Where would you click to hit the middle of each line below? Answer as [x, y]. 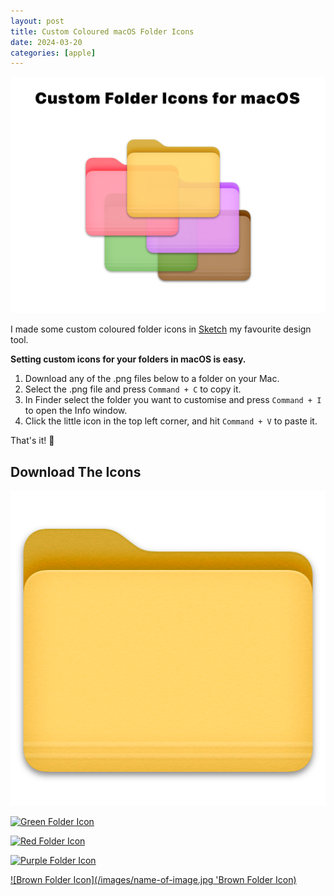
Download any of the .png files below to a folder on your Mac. [152, 379]
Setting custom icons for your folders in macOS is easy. [128, 359]
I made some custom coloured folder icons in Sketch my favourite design [161, 329]
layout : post [37, 21]
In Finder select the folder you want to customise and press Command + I [173, 400]
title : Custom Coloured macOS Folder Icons [102, 31]
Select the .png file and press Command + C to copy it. [133, 389]
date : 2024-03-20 [46, 42]
